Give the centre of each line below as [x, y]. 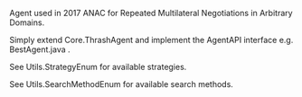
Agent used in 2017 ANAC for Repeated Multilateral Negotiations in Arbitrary [151, 13]
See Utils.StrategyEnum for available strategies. [98, 67]
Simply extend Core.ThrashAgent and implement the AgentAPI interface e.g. [151, 40]
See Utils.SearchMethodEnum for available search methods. [121, 84]
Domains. [27, 22]
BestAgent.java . [40, 49]
